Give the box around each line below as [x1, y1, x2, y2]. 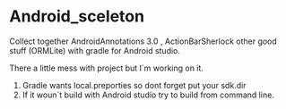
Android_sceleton [9, 6, 145, 27]
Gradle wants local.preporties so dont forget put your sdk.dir [22, 80, 247, 90]
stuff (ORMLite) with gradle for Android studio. [9, 45, 181, 55]
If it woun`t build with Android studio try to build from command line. [22, 89, 275, 100]
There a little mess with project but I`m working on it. [9, 63, 204, 73]
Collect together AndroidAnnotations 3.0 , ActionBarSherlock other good [9, 36, 278, 46]
